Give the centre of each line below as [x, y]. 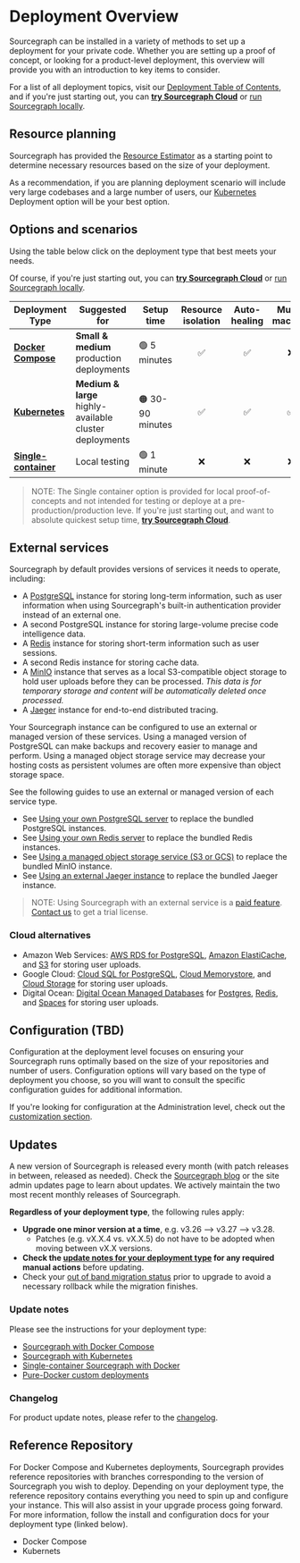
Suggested [103, 309]
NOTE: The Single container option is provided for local [133, 491]
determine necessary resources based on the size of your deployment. [140, 165]
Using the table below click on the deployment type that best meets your [143, 251]
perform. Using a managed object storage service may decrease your [137, 756]
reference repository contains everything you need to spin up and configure [149, 1495]
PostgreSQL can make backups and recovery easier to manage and [133, 746]
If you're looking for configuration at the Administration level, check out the [147, 1107]
